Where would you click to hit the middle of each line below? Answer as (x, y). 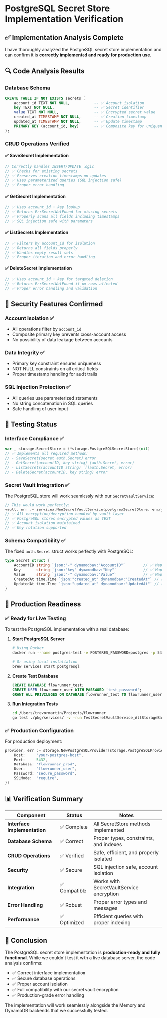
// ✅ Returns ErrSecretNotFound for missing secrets (61, 212)
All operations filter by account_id (47, 329)
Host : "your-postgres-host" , (49, 755)
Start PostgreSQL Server (38, 639)
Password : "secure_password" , (45, 773)
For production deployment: (34, 741)
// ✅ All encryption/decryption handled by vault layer (65, 514)
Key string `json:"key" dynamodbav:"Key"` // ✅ (83, 570)
